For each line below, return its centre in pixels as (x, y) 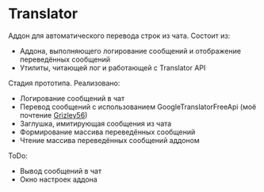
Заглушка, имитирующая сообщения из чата (96, 123)
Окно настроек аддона (58, 179)
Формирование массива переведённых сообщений (107, 132)
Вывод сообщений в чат (60, 171)
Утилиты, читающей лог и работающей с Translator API (113, 67)
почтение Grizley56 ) (54, 115)
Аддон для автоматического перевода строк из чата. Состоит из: (119, 36)
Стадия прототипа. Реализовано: (64, 83)
